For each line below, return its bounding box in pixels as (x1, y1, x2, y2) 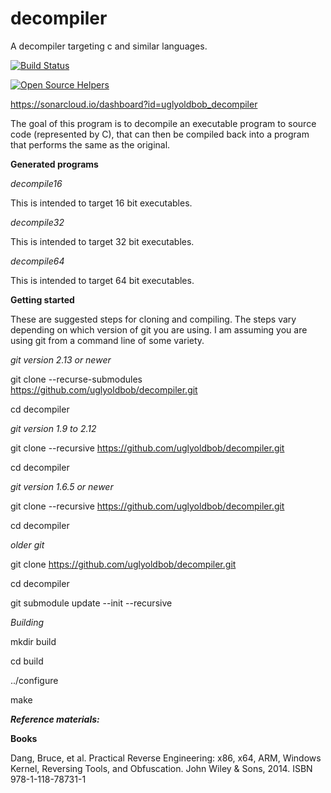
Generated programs (10, 158, 99, 170)
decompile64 (10, 255, 65, 267)
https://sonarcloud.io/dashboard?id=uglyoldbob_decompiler (10, 98, 258, 110)
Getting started (10, 293, 75, 306)
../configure (10, 674, 59, 686)
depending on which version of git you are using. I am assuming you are (10, 323, 308, 336)
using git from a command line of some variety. (10, 334, 205, 346)
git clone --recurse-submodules (10, 373, 143, 385)
